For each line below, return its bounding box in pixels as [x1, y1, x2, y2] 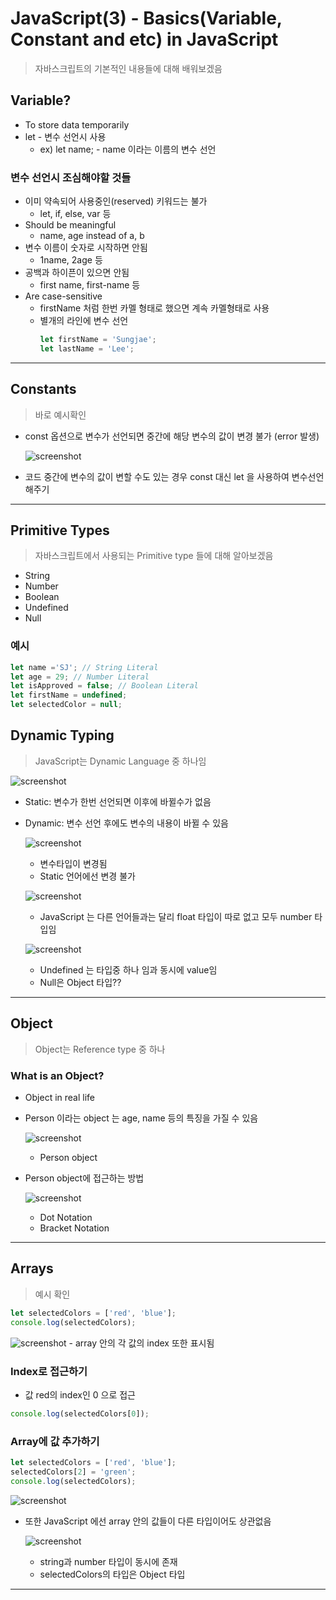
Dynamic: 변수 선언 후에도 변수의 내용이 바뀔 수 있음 [24, 817, 229, 829]
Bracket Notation [39, 1222, 110, 1234]
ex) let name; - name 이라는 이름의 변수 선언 [39, 143, 217, 155]
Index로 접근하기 [10, 1364, 88, 1378]
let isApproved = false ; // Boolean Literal [10, 681, 199, 691]
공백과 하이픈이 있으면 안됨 [24, 267, 130, 279]
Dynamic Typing [10, 727, 115, 744]
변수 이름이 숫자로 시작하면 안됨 [24, 242, 148, 254]
